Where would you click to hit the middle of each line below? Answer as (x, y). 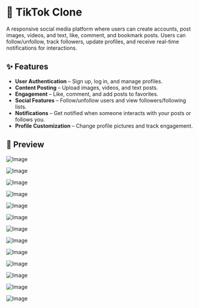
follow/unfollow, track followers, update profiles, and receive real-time (93, 41)
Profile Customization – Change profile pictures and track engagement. (104, 126)
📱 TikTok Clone (44, 12)
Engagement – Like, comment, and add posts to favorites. (87, 94)
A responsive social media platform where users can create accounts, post (99, 29)
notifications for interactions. (42, 48)
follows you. (30, 119)
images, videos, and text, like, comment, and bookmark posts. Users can (96, 35)
